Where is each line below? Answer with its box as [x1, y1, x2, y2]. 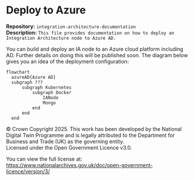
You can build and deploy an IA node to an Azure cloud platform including [6, 45, 183, 53]
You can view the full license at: [6, 155, 83, 162]
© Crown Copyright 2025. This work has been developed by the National [6, 125, 182, 132]
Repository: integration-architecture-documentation [6, 23, 136, 30]
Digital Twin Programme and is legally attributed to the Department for [6, 131, 175, 139]
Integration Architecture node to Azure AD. [6, 35, 116, 41]
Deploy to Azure [6, 4, 86, 17]
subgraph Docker [32, 89, 72, 95]
